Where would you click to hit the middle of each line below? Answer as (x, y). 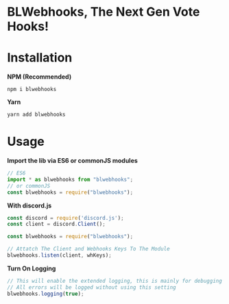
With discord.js (29, 205)
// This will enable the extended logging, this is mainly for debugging (115, 281)
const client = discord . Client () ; (57, 224)
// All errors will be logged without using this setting (92, 287)
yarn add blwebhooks (37, 115)
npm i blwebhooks (32, 90)
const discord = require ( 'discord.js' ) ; (66, 218)
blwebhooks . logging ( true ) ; (46, 294)
